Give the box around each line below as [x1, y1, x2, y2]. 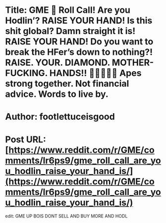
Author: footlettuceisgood [5, 111, 115, 123]
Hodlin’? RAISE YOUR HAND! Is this [5, 15, 153, 26]
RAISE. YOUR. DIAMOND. [5, 57, 110, 68]
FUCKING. [5, 68, 48, 79]
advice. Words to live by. [5, 89, 109, 100]
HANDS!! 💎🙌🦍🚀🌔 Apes [49, 68, 142, 79]
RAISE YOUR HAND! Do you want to [5, 36, 154, 47]
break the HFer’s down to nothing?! [5, 46, 153, 58]
